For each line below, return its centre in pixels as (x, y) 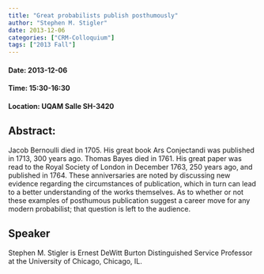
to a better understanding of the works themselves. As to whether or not (126, 192)
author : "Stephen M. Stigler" (58, 23)
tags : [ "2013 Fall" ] (42, 45)
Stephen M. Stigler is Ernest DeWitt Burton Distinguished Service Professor (130, 253)
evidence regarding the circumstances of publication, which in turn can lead (132, 183)
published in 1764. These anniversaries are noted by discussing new (119, 175)
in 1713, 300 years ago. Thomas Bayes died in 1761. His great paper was (125, 158)
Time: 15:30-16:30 (39, 88)
